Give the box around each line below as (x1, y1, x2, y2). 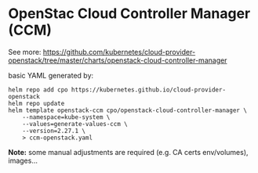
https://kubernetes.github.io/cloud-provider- (71, 85, 226, 94)
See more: (8, 47, 42, 56)
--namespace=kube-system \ (22, 113, 111, 121)
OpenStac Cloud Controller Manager (8, 5, 251, 23)
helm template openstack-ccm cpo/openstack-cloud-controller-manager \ (8, 106, 247, 114)
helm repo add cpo (8, 85, 68, 94)
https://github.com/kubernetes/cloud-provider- (42, 47, 196, 56)
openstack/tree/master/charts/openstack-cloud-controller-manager (8, 56, 227, 65)
